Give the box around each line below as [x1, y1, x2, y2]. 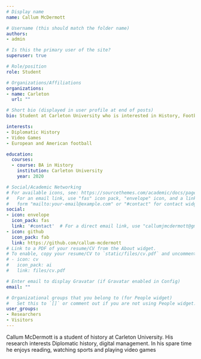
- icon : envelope [6, 212, 50, 218]
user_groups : [6, 306, 39, 312]
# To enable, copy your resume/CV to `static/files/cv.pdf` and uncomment [6, 251, 197, 257]
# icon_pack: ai [6, 262, 52, 268]
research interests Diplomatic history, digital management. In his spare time [6, 339, 192, 347]
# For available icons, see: [6, 190, 79, 196]
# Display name [6, 8, 44, 15]
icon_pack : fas [11, 218, 50, 224]
